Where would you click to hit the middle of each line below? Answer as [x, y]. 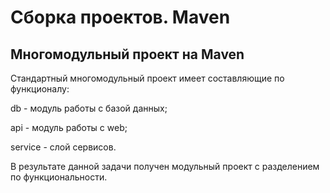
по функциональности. [59, 177]
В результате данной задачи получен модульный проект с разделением [165, 166]
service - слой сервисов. [63, 147]
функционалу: [40, 89]
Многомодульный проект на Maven [127, 54]
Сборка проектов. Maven [120, 17]
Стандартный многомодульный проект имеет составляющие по [147, 78]
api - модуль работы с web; [69, 127]
